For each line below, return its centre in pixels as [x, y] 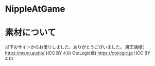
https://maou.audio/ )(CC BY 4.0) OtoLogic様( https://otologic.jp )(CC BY [78, 53]
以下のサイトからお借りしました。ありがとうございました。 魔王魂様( [75, 47]
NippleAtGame [35, 9]
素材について [31, 33]
